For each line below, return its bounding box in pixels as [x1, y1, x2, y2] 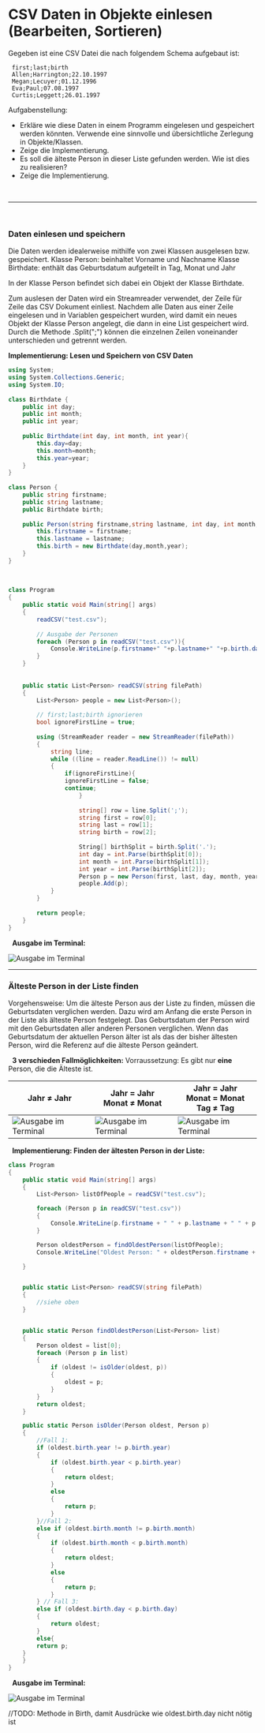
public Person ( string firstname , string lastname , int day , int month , [22, 520, 259, 528]
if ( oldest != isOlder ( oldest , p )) [50, 1364, 168, 1372]
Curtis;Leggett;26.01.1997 [11, 91, 101, 99]
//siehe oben [36, 1298, 80, 1307]
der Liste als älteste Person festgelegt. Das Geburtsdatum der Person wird [8, 1015, 250, 1024]
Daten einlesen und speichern [8, 228, 126, 239]
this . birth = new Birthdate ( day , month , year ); [36, 542, 189, 550]
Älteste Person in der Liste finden [8, 980, 140, 991]
